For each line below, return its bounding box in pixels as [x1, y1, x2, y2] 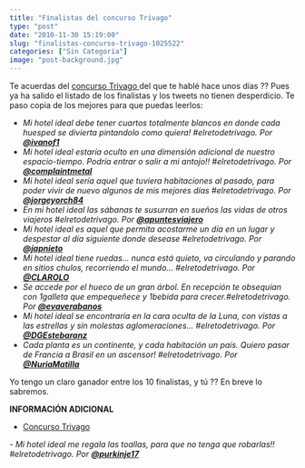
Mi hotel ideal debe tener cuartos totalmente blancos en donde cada [22, 117, 280, 128]
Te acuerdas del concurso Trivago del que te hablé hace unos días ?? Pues [9, 81, 290, 91]
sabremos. [9, 386, 50, 396]
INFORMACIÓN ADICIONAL [9, 403, 114, 414]
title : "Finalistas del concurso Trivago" [9, 13, 172, 23]
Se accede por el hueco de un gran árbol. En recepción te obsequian [22, 282, 281, 292]
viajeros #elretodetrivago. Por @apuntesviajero [22, 214, 204, 224]
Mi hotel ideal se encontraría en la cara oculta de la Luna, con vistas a [22, 311, 288, 321]
